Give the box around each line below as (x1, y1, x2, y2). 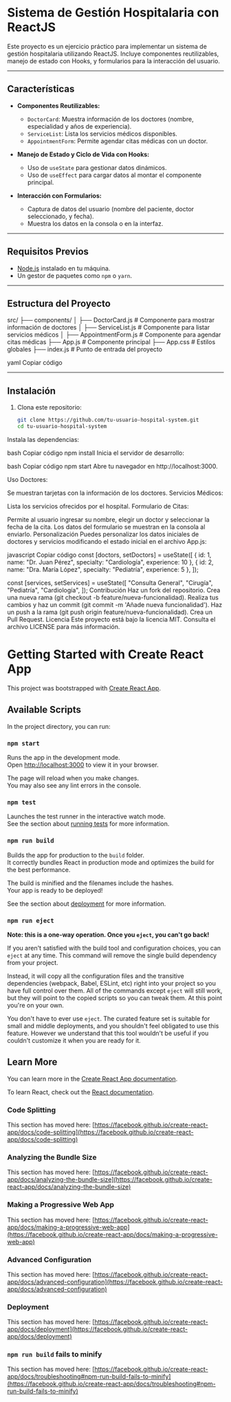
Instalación (7, 385, 56, 396)
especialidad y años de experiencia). (27, 122, 132, 130)
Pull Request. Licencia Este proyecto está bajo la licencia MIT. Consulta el (7, 615, 216, 624)
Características (7, 83, 75, 95)
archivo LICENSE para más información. (7, 622, 120, 630)
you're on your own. (7, 1001, 64, 1009)
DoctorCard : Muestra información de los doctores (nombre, (27, 115, 194, 123)
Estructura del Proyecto (7, 297, 111, 309)
